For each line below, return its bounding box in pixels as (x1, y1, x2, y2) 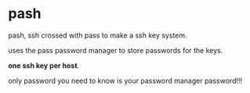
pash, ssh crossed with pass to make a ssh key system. (8, 30, 187, 40)
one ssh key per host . (8, 60, 80, 70)
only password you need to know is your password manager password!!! (8, 76, 243, 85)
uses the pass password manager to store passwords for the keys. (8, 45, 223, 55)
